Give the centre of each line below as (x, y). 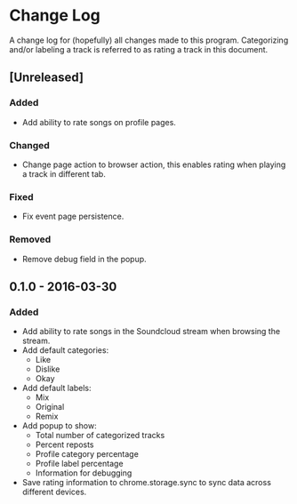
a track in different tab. (64, 173)
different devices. (54, 492)
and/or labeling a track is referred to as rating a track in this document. (139, 49)
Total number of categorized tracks (100, 436)
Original (50, 407)
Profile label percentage (79, 464)
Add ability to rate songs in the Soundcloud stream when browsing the (151, 332)
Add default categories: (65, 350)
